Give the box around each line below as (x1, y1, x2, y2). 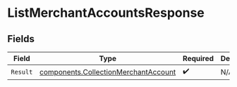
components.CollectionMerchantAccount (39, 67, 176, 76)
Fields (7, 33, 35, 45)
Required (182, 54, 214, 63)
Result (11, 68, 33, 76)
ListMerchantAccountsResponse (7, 5, 205, 21)
